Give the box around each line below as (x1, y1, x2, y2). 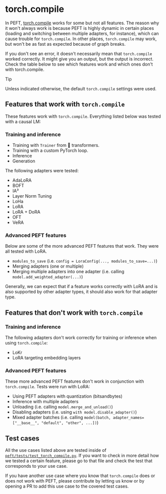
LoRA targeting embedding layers (12, 355, 81, 361)
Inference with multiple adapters (12, 399, 79, 405)
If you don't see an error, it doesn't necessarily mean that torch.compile (5, 51, 152, 57)
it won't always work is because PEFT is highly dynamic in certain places (5, 25, 155, 31)
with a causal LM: (5, 118, 41, 125)
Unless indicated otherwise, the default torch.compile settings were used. (5, 85, 157, 91)
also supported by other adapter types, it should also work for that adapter (5, 289, 158, 295)
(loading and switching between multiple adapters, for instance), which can (5, 30, 159, 36)
